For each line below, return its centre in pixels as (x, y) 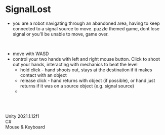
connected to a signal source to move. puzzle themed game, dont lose (86, 28)
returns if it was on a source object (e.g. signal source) (77, 86)
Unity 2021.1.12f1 (22, 116)
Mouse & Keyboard (25, 127)
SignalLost (28, 9)
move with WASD (31, 54)
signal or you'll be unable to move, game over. (60, 34)
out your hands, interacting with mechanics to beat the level (75, 64)
